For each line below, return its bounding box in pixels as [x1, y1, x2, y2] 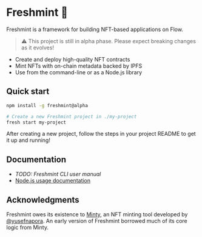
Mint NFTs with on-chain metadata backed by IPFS [15, 62, 143, 69]
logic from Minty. [6, 224, 49, 231]
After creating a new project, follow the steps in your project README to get [6, 130, 196, 138]
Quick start [6, 87, 50, 97]
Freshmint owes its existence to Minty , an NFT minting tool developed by [6, 211, 188, 218]
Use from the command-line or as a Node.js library [15, 68, 143, 76]
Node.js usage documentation [15, 177, 91, 185]
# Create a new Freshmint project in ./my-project [6, 113, 137, 119]
